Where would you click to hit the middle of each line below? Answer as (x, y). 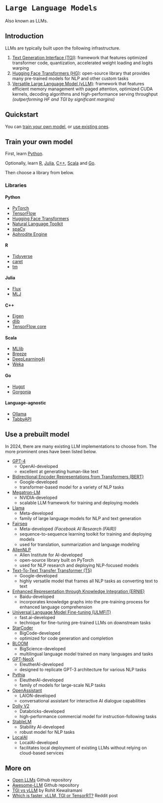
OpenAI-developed (39, 466)
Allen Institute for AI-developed (51, 555)
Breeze (19, 354)
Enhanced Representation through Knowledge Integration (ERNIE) (78, 591)
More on (18, 768)
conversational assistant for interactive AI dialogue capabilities (82, 700)
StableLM (22, 722)
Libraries (16, 185)
